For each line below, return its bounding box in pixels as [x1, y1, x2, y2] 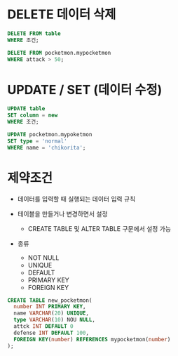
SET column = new [7, 112, 58, 119]
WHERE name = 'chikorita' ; [7, 144, 86, 151]
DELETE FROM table [7, 29, 61, 37]
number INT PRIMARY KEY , [13, 303, 86, 310]
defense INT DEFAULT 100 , [13, 329, 90, 336]
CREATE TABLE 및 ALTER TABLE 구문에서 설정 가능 [27, 224, 172, 232]
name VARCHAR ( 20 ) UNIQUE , [13, 310, 90, 317]
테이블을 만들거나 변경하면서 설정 [17, 209, 108, 218]
